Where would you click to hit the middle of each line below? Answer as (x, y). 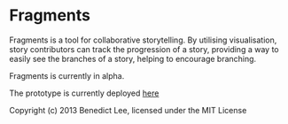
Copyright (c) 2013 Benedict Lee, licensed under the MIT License (128, 110)
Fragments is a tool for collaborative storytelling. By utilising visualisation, (143, 40)
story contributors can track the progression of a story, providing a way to (144, 49)
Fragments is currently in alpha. (67, 75)
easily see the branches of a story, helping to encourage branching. (133, 58)
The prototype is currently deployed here (84, 93)
